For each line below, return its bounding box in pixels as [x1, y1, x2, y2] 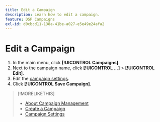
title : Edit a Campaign [5, 7, 55, 13]
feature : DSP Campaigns [5, 17, 55, 22]
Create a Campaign [25, 106, 65, 112]
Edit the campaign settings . [12, 76, 69, 82]
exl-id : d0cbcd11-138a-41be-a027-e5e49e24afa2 [5, 21, 105, 27]
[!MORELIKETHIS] [17, 91, 55, 97]
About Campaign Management [25, 100, 89, 106]
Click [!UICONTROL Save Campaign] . [12, 81, 92, 87]
